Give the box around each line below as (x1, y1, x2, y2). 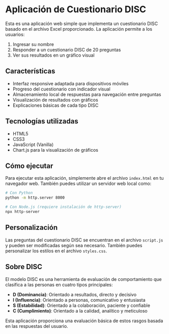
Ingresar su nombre (12, 41, 54, 47)
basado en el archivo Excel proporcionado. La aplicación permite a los (5, 26, 153, 32)
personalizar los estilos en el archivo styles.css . (5, 248, 107, 254)
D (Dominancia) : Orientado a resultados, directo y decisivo (12, 291, 136, 297)
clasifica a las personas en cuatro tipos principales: (5, 281, 113, 288)
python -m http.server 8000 (5, 195, 65, 200)
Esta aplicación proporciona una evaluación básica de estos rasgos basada (5, 318, 163, 324)
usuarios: (5, 31, 25, 37)
